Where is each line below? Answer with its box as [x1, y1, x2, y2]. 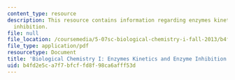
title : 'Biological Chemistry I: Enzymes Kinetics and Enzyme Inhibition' [7, 56, 230, 63]
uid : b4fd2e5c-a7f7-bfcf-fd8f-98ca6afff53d [7, 62, 136, 69]
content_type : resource [7, 10, 77, 17]
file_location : [7, 36, 52, 43]
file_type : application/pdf [7, 42, 90, 49]
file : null [7, 29, 39, 37]
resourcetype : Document [7, 49, 77, 56]
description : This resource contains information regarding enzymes [7, 17, 211, 24]
